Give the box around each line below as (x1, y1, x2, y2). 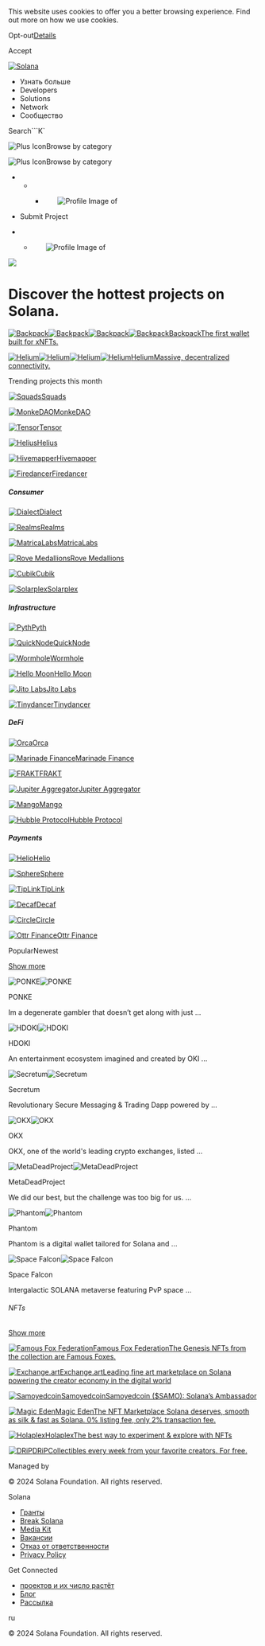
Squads (40, 392, 67, 401)
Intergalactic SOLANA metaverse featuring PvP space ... (8, 1285, 192, 1294)
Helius (36, 438, 58, 447)
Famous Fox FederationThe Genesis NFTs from (92, 1344, 247, 1353)
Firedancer (52, 469, 87, 478)
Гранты (19, 1508, 45, 1517)
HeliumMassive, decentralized (130, 352, 230, 361)
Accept (8, 46, 32, 55)
